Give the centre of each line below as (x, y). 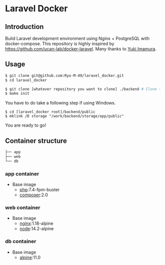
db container (21, 241)
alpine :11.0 (30, 257)
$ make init (17, 94)
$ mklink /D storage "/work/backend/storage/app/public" (65, 116)
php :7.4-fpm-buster (40, 190)
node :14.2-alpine (37, 229)
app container (22, 174)
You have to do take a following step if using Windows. (60, 103)
